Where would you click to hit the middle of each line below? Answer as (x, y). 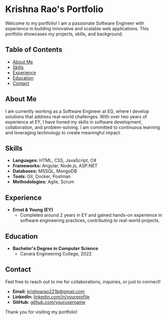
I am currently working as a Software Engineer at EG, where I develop (77, 111)
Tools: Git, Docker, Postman (41, 177)
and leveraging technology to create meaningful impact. (63, 132)
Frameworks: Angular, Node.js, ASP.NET (55, 166)
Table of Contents (34, 50)
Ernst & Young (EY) (33, 210)
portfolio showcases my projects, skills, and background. (64, 34)
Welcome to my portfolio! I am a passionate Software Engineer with (75, 23)
